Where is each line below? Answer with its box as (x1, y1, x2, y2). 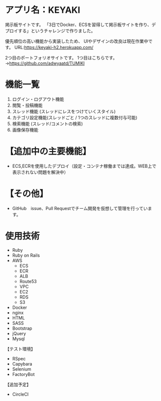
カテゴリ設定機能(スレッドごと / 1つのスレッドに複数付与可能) (12, 114, 137, 120)
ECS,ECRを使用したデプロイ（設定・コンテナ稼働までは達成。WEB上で (12, 163, 157, 169)
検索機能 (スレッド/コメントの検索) (12, 121, 83, 127)
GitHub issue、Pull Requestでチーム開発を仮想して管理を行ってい (12, 205, 148, 211)
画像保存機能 (12, 127, 38, 133)
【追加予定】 (5, 381, 31, 387)
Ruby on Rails (12, 252, 40, 258)
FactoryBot (12, 371, 35, 377)
